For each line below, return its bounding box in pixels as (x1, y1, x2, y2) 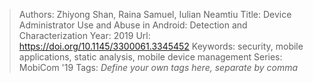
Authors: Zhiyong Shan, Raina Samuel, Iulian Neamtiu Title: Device (18, 9, 292, 20)
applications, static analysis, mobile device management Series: (18, 51, 283, 63)
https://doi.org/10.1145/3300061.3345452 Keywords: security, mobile (18, 40, 304, 52)
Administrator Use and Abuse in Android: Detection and (18, 19, 248, 31)
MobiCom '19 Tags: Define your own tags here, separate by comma (18, 62, 299, 73)
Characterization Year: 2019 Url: (18, 30, 151, 41)
